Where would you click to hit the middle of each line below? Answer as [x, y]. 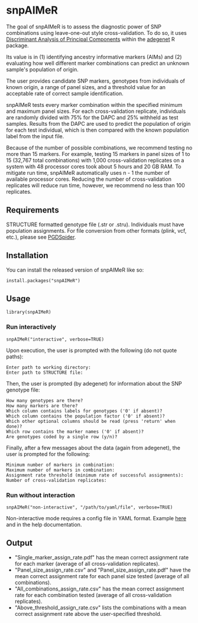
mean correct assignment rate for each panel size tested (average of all [102, 576]
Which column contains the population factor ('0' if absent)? [86, 416]
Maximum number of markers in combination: [61, 470]
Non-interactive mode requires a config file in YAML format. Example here [96, 518]
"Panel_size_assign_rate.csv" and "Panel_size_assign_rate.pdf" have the [103, 570]
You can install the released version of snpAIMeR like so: [75, 270]
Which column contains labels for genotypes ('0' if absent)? [84, 411]
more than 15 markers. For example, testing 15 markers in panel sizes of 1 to [98, 154]
